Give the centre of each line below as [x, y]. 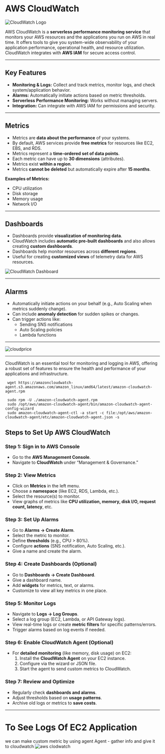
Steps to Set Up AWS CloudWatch [58, 432]
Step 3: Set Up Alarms [32, 519]
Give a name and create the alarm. [47, 551]
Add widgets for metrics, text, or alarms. [53, 585]
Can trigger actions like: [36, 319]
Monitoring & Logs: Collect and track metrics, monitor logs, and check [84, 85]
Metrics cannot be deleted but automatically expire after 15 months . [82, 169]
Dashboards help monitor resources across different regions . [75, 251]
